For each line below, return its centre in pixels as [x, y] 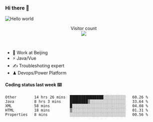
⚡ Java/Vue [24, 58]
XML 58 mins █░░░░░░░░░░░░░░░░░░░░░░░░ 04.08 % [77, 106]
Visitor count [84, 28]
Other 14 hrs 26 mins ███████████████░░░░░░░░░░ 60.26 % [77, 97]
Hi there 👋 [17, 8]
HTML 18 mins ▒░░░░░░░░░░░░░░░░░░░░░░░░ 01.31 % [77, 110]
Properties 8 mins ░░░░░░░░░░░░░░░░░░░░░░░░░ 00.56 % [77, 115]
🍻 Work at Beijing [30, 53]
